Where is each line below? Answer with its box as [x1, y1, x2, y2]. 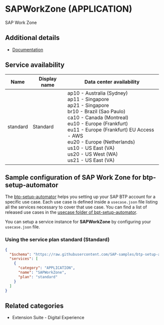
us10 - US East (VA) [67, 144, 115, 151]
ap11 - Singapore [67, 96, 109, 102]
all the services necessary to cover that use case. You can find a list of [5, 204, 147, 210]
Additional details [5, 34, 60, 42]
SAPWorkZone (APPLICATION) [5, 3, 133, 15]
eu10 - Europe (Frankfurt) [67, 120, 128, 127]
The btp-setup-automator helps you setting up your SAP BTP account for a [5, 194, 156, 200]
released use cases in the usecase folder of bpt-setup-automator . [5, 209, 138, 215]
